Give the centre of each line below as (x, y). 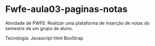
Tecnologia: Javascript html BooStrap (44, 38)
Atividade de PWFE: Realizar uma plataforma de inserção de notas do (77, 23)
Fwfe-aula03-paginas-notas (66, 9)
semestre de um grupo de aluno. (39, 28)
